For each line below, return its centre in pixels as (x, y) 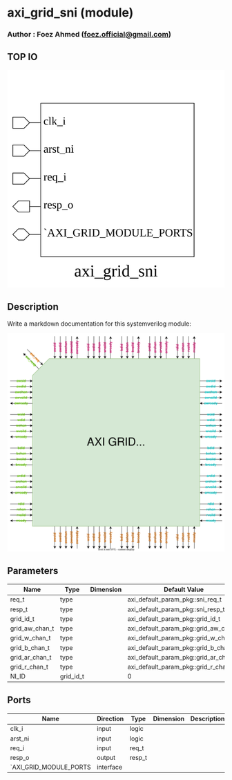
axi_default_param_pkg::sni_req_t (175, 600)
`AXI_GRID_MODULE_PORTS (50, 767)
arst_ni (20, 739)
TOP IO (22, 57)
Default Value (184, 590)
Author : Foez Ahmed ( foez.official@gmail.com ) (89, 35)
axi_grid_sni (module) (70, 13)
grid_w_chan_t (30, 638)
